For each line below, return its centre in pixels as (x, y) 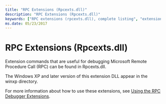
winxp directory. (22, 81)
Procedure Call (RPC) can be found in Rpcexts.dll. (56, 67)
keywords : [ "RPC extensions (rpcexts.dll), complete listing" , (72, 19)
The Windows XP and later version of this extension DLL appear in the (76, 76)
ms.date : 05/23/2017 (26, 23)
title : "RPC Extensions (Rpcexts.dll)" (46, 10)
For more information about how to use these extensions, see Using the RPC (83, 91)
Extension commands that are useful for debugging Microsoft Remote (76, 62)
